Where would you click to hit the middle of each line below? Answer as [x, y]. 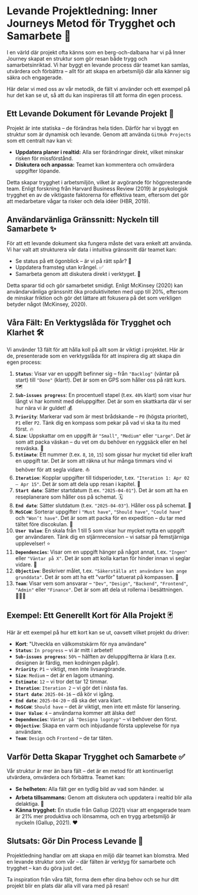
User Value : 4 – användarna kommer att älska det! [75, 713]
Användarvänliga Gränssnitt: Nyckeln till [83, 220]
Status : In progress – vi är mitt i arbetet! [64, 650]
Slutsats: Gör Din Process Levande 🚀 [75, 841]
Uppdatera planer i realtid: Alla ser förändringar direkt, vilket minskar [100, 152]
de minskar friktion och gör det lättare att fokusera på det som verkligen [94, 298]
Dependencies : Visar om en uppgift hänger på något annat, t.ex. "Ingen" [101, 552]
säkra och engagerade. [35, 77]
